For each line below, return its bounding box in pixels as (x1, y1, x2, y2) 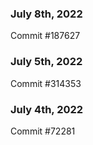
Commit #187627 (10, 30, 81, 42)
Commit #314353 (10, 77, 82, 89)
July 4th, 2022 (10, 102, 84, 116)
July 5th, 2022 (10, 55, 83, 69)
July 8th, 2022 (10, 7, 83, 21)
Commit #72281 (10, 125, 76, 137)
